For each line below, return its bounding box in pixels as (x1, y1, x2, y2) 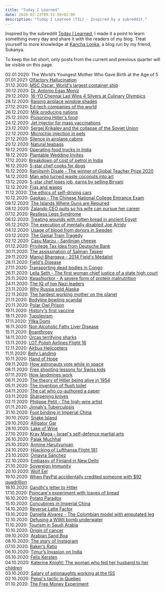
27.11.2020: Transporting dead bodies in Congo (5, 264, 103, 271)
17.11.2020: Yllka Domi (5, 318, 50, 325)
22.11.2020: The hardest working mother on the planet (5, 291, 117, 298)
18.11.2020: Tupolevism (5, 313, 53, 319)
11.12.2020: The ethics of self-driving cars (5, 190, 92, 196)
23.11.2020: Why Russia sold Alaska (5, 286, 79, 292)
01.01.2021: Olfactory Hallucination (5, 77, 77, 83)
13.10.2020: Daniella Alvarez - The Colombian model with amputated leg (5, 511, 154, 517)
